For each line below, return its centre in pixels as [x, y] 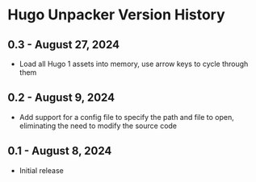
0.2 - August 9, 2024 [61, 98]
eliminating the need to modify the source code [98, 126]
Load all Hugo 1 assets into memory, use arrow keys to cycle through [134, 64]
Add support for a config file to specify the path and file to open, [127, 117]
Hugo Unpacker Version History [116, 15]
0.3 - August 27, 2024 [64, 45]
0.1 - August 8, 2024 [60, 151]
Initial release [41, 170]
